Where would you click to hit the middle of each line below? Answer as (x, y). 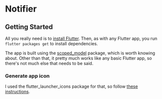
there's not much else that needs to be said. (49, 63)
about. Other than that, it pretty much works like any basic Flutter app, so (79, 58)
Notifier (21, 9)
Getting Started (29, 27)
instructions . (18, 92)
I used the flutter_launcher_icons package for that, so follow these (71, 86)
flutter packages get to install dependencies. (51, 44)
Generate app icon (27, 76)
